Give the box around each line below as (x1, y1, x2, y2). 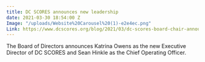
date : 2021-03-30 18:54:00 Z (6, 15, 81, 21)
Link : (6, 26, 20, 32)
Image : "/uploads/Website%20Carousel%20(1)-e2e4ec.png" (6, 20, 151, 26)
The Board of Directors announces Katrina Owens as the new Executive (6, 43, 187, 50)
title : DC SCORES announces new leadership (6, 9, 119, 15)
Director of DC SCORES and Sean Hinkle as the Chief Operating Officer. (6, 49, 187, 57)
